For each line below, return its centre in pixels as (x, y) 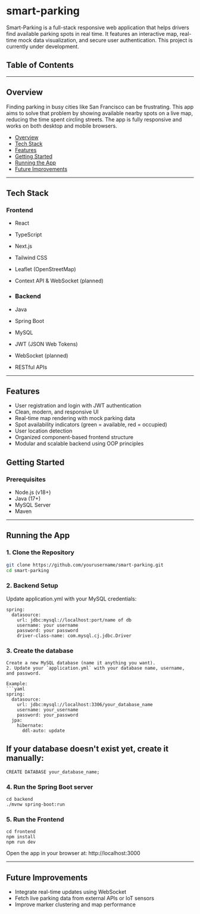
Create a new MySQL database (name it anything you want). (81, 663)
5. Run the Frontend (35, 819)
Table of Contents (40, 65)
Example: (17, 684)
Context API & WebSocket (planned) (59, 281)
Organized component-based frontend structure (74, 437)
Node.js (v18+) (33, 492)
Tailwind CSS (31, 258)
